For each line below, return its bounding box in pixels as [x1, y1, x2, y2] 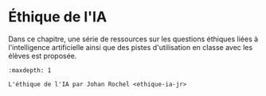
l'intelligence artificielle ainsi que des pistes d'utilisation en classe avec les [8, 42, 253, 52]
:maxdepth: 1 [8, 66, 52, 75]
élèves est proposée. [8, 51, 77, 60]
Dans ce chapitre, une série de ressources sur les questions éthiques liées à [8, 34, 259, 44]
